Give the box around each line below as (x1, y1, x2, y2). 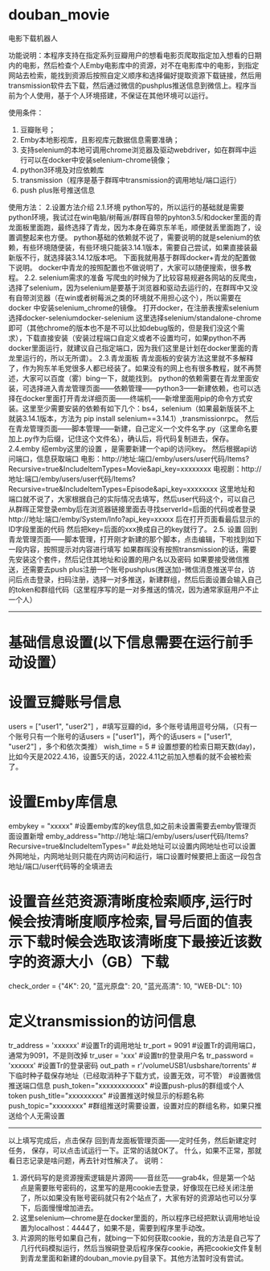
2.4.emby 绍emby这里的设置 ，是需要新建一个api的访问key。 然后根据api (8, 444, 251, 453)
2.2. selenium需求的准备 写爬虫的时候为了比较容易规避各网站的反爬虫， (23, 272, 261, 283)
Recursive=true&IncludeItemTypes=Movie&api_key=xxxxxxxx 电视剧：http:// (8, 464, 262, 473)
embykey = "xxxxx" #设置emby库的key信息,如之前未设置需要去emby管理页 (8, 821, 257, 831)
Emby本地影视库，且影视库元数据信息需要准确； (19, 134, 180, 144)
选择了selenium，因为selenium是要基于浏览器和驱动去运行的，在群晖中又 (8, 283, 252, 292)
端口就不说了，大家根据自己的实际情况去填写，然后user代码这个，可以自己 (8, 493, 256, 504)
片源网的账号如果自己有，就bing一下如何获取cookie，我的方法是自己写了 (19, 1233, 261, 1243)
